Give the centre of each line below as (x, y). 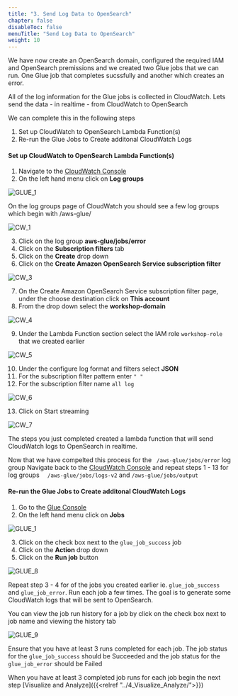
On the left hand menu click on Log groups (81, 179)
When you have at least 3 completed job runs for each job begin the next (114, 677)
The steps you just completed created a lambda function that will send (111, 439)
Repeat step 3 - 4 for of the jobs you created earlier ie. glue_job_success (114, 585)
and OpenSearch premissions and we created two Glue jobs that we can (113, 68)
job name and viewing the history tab (62, 621)
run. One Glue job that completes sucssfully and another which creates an (116, 76)
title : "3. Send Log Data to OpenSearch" (70, 14)
